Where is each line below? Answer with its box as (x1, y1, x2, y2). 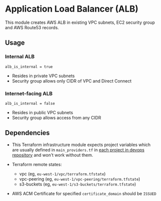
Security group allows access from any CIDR (12, 115, 102, 120)
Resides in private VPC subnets (12, 73, 75, 79)
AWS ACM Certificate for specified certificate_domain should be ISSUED (12, 190, 157, 196)
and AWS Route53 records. (5, 24, 59, 30)
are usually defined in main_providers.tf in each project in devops (12, 147, 145, 152)
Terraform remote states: (12, 161, 62, 167)
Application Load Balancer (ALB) (5, 3, 139, 15)
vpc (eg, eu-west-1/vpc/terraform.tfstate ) (19, 171, 106, 177)
